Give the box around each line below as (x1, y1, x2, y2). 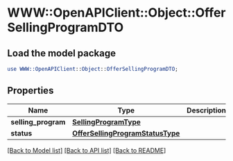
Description (187, 105, 227, 115)
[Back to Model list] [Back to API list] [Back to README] (7, 146, 166, 154)
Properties (7, 85, 54, 96)
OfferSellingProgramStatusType (72, 128, 180, 138)
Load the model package (7, 47, 116, 59)
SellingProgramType (72, 117, 141, 126)
